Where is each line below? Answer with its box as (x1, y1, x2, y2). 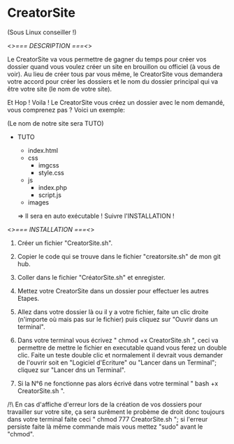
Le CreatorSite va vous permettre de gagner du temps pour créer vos (7, 54, 207, 64)
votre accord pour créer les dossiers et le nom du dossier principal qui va (7, 77, 219, 85)
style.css (38, 168, 64, 177)
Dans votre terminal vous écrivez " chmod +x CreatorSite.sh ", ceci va (17, 336, 219, 344)
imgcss (38, 161, 59, 169)
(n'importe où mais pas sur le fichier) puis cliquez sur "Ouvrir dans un (17, 315, 219, 323)
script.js (38, 191, 61, 199)
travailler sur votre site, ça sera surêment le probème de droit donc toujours (7, 407, 225, 416)
